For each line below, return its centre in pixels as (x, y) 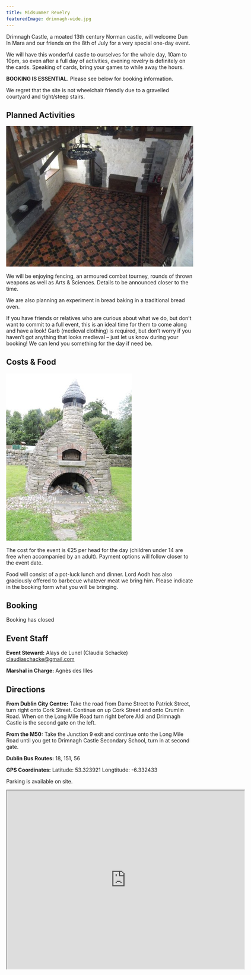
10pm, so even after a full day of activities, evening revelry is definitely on (96, 61)
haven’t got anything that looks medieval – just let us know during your (92, 337)
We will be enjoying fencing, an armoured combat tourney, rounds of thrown (99, 276)
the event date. (25, 563)
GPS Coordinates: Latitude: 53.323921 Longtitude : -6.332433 (82, 770)
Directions (26, 689)
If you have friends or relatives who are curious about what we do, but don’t (99, 318)
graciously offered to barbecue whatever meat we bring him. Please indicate (100, 581)
